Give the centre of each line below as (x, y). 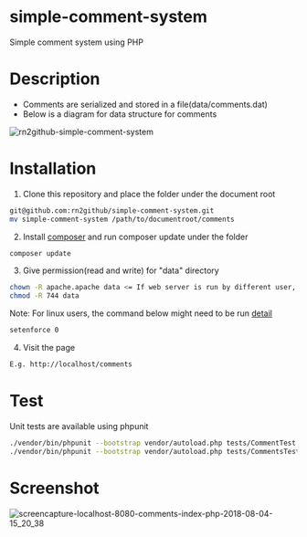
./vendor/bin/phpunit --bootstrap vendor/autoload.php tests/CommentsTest (155, 451)
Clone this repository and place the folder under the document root (149, 194)
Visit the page (49, 348)
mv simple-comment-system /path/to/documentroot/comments (122, 219)
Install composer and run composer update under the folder (135, 237)
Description (55, 79)
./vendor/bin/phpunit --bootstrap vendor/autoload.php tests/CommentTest (153, 443)
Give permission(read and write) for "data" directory (121, 270)
